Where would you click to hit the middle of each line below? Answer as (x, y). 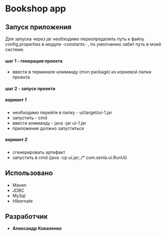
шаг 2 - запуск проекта (30, 88)
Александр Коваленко (37, 229)
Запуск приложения (38, 27)
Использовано (29, 173)
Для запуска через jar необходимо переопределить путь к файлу (75, 39)
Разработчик (27, 216)
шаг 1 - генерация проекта (34, 61)
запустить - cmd (30, 118)
